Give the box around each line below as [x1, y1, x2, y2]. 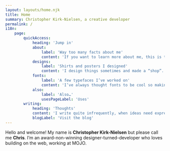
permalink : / [5, 21, 33, 27]
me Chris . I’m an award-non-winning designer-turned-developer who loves [5, 134, 163, 140]
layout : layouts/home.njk [5, 7, 60, 13]
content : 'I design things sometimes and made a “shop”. [41, 69, 164, 74]
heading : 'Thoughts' [32, 106, 76, 111]
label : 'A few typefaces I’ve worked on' [41, 78, 130, 83]
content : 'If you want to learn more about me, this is [41, 54, 162, 60]
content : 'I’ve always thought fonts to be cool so [41, 82, 153, 87]
